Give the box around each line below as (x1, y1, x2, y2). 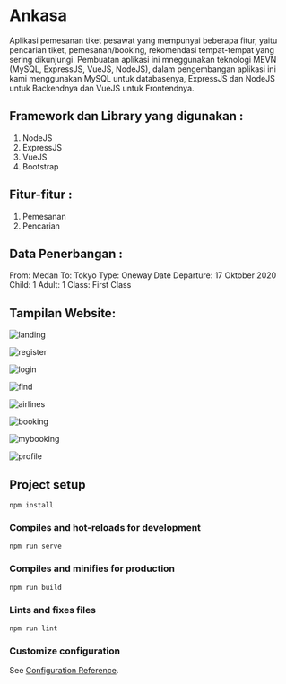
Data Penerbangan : (9, 246, 123, 261)
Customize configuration (9, 645, 121, 657)
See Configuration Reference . (9, 665, 119, 676)
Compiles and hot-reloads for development (9, 521, 202, 533)
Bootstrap (22, 160, 59, 171)
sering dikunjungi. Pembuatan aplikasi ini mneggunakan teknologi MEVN (9, 54, 277, 65)
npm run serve (9, 541, 63, 551)
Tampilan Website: (9, 306, 117, 321)
